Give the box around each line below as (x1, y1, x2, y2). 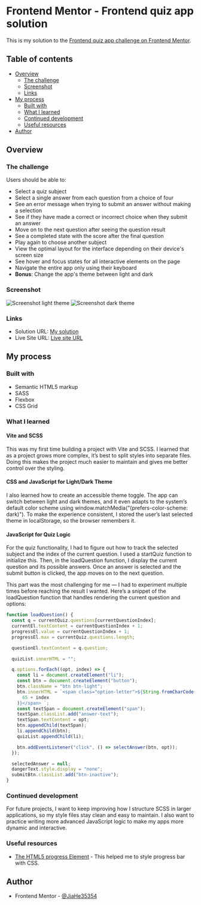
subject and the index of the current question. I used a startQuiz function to (6, 550, 192, 558)
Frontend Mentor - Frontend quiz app (6, 4, 194, 18)
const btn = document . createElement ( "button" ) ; (17, 678, 138, 684)
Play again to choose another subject (14, 239, 106, 246)
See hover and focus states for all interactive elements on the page (14, 258, 181, 265)
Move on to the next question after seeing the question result (14, 226, 166, 233)
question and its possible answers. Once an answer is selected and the (6, 563, 181, 571)
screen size (14, 252, 44, 259)
